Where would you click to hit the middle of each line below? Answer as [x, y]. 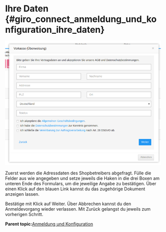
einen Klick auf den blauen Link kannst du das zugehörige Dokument [75, 189]
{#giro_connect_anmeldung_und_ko [81, 19]
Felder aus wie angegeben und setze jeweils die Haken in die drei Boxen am [82, 178]
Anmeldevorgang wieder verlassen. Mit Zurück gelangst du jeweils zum [78, 209]
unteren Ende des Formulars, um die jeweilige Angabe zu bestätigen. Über [81, 183]
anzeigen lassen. [22, 194]
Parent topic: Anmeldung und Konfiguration [49, 224]
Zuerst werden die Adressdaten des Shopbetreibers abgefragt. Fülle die [78, 173]
